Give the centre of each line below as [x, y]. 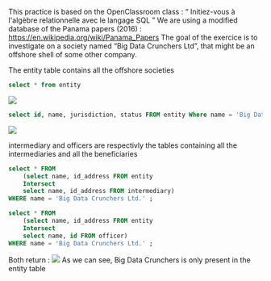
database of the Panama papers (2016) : [75, 29]
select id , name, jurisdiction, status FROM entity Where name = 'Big [129, 115]
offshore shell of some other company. [73, 55]
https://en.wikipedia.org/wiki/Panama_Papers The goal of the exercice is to [133, 37]
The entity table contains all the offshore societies [92, 70]
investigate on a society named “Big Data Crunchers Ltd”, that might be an [132, 46]
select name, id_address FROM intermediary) [99, 191]
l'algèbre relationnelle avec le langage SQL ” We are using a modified [123, 20]
